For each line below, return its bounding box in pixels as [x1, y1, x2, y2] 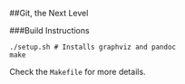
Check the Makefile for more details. [9, 67, 147, 77]
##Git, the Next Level [9, 8, 89, 18]
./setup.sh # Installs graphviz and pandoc [9, 42, 177, 51]
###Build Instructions [9, 25, 90, 35]
